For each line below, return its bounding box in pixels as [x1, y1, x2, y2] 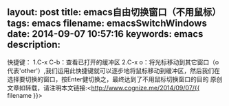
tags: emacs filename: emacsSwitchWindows [7, 18, 208, 29]
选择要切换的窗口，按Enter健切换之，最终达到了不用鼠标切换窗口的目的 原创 [7, 75, 223, 83]
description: [7, 39, 61, 51]
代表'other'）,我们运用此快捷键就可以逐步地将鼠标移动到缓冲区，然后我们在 [7, 66, 221, 75]
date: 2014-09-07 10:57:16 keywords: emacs [7, 28, 204, 40]
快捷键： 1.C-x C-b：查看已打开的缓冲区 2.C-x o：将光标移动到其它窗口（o [7, 57, 219, 66]
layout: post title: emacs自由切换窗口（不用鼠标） [7, 6, 221, 18]
